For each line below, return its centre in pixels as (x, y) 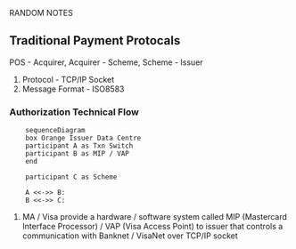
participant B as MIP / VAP (77, 154)
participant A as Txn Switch (79, 146)
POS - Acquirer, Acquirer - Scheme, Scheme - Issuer (106, 62)
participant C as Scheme (71, 177)
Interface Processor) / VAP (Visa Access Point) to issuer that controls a (152, 227)
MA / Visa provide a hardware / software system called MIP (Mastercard (155, 217)
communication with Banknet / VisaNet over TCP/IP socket (130, 236)
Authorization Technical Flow (74, 112)
